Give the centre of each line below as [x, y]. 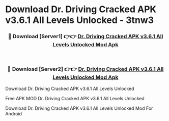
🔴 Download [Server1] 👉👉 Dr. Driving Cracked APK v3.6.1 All [86, 37]
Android [13, 113]
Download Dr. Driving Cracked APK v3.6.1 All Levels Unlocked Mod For [79, 108]
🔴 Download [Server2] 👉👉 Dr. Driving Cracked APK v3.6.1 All [86, 69]
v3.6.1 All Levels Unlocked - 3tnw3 [80, 20]
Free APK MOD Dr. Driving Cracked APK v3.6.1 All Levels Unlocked [75, 98]
